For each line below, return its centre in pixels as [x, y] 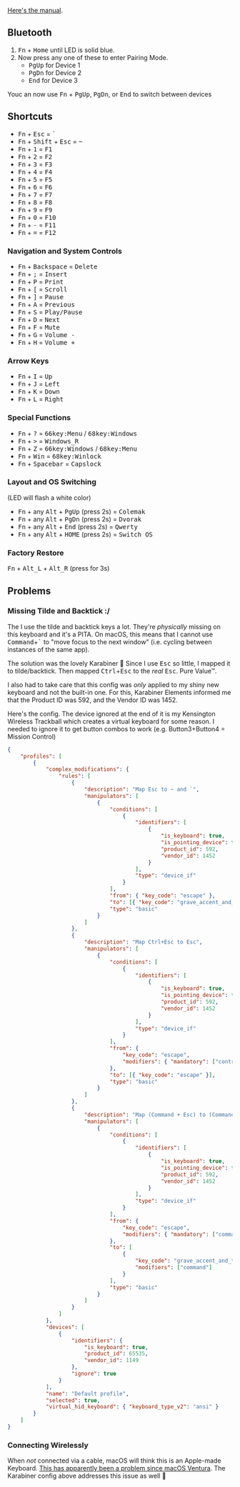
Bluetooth [30, 32]
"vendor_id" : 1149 [111, 1361]
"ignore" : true [94, 1374]
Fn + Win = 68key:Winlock [59, 456]
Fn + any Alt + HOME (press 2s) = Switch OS [85, 534]
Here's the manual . [35, 10]
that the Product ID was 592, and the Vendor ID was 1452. [93, 700]
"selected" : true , [73, 1400]
